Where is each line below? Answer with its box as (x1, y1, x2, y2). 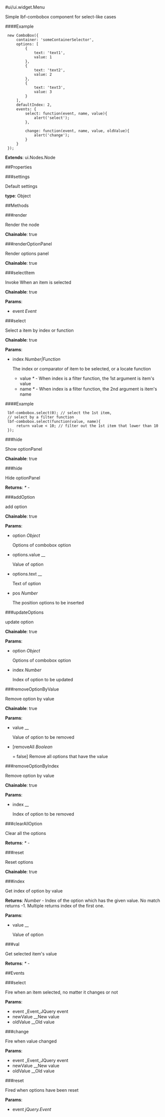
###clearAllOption (5, 821, 43, 826)
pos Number (12, 590, 38, 596)
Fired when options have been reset (5, 1087, 79, 1093)
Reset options (5, 859, 34, 865)
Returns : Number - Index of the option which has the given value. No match (5, 897, 160, 903)
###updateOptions (5, 609, 44, 615)
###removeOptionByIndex (5, 763, 59, 769)
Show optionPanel (5, 446, 43, 452)
